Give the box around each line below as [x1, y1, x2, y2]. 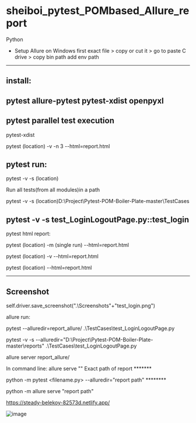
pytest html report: [6, 230, 51, 238]
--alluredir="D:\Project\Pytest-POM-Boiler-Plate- [35, 336, 153, 343]
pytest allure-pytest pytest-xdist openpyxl [6, 95, 164, 106]
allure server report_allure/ [6, 353, 70, 360]
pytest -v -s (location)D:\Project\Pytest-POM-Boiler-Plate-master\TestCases [6, 198, 190, 205]
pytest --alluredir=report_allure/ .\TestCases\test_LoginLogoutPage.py [6, 325, 175, 332]
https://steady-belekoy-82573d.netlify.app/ [6, 399, 110, 406]
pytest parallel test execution [6, 116, 115, 126]
